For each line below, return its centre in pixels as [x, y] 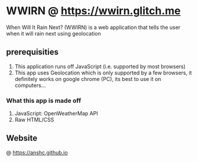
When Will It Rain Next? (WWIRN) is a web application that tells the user [93, 27]
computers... [30, 85]
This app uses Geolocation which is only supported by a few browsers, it [103, 73]
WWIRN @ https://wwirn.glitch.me [94, 11]
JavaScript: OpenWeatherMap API [56, 114]
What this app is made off [44, 101]
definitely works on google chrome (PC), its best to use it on [88, 79]
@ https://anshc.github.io [37, 153]
